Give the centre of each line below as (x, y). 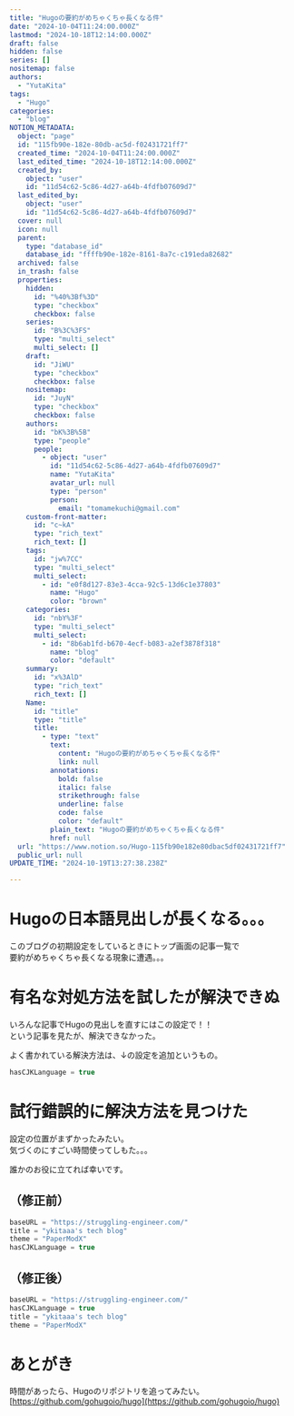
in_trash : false (48, 272)
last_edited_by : (48, 196)
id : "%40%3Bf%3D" (66, 296)
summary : (42, 669)
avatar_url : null (83, 483)
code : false (80, 813)
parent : (32, 237)
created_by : (40, 170)
